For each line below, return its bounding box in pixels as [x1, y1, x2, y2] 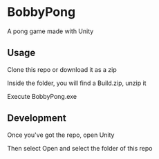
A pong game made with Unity [7, 27, 94, 35]
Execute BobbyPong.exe [7, 92, 77, 100]
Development [7, 112, 67, 124]
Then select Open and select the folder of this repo [7, 144, 153, 152]
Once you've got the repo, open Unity [7, 131, 115, 139]
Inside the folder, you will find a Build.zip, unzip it [7, 79, 147, 87]
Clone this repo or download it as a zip [7, 65, 117, 73]
